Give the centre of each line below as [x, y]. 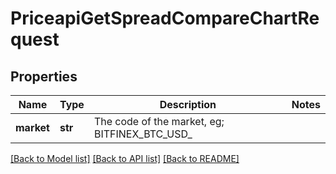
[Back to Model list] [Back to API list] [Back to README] [125, 158]
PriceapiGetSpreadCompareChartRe [165, 18]
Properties [44, 76]
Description [188, 104]
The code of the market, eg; [159, 121]
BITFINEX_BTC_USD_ [143, 134]
